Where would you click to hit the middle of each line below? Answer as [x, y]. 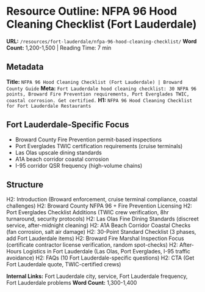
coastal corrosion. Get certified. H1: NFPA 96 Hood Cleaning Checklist [99, 100]
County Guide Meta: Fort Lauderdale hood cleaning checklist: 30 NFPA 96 [102, 88]
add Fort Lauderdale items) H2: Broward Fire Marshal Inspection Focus [95, 238]
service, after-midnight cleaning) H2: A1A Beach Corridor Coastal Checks [99, 225]
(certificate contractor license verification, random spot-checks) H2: [92, 245]
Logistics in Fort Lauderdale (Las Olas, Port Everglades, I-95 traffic [107, 252]
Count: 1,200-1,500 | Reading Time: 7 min [59, 48]
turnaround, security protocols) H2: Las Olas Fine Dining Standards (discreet [103, 219]
